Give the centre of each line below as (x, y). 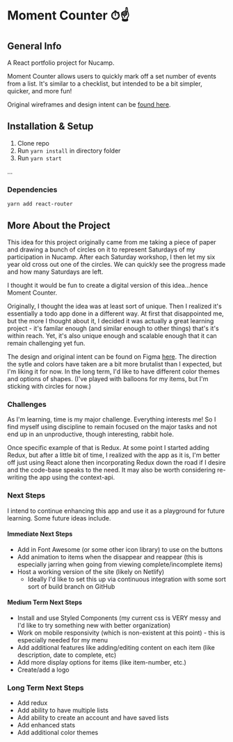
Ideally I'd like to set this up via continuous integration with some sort (127, 579)
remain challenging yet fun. (46, 343)
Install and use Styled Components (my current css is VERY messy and (119, 618)
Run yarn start (39, 158)
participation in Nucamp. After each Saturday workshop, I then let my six (111, 256)
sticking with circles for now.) (49, 386)
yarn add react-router (40, 204)
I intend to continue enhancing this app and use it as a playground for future (116, 511)
